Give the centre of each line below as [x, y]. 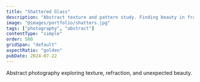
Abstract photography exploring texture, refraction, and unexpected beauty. [99, 72]
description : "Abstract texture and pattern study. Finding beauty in [96, 17]
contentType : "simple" [34, 34]
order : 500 [20, 39]
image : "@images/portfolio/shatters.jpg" [58, 23]
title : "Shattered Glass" [38, 12]
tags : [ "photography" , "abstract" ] [50, 28]
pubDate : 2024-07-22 [32, 56]
